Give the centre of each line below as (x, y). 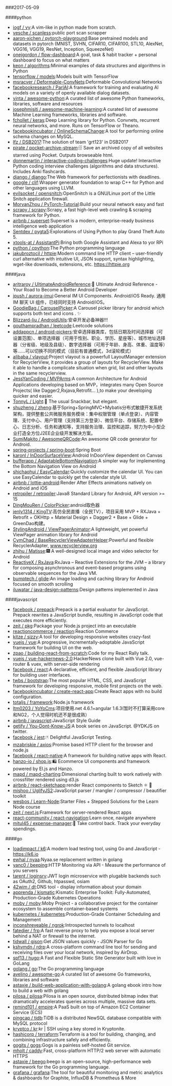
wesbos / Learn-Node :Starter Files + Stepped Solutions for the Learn (85, 801)
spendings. (25, 829)
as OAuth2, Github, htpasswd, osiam (51, 881)
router (19, 664)
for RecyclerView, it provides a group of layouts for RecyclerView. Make (88, 362)
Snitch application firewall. (41, 199)
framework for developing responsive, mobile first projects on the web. (88, 686)
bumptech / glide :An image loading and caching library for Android (83, 578)
